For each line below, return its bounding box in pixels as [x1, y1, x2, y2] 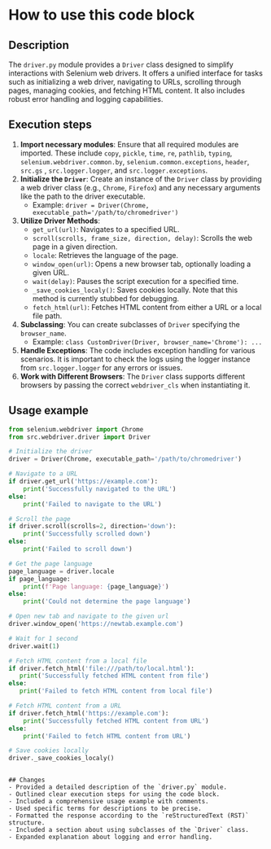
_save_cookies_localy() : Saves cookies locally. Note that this [32, 285, 238, 295]
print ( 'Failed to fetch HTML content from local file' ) [19, 687, 213, 695]
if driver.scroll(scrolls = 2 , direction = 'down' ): [8, 523, 177, 531]
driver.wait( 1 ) [8, 641, 60, 650]
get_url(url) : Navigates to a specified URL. [32, 224, 181, 234]
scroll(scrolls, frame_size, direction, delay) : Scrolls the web [32, 233, 253, 243]
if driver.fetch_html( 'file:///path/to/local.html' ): [8, 664, 195, 672]
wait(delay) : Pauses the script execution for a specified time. [32, 276, 239, 286]
